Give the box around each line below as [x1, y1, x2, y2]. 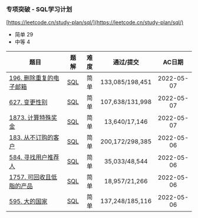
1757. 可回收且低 [9, 173, 58, 182]
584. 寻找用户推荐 [9, 153, 60, 162]
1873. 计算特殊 [9, 113, 52, 122]
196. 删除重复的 [9, 74, 54, 82]
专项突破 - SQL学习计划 [6, 5, 72, 13]
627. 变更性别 [9, 98, 48, 106]
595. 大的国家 [9, 197, 48, 206]
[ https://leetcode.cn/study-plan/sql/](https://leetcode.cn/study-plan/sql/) [6, 19, 184, 26]
